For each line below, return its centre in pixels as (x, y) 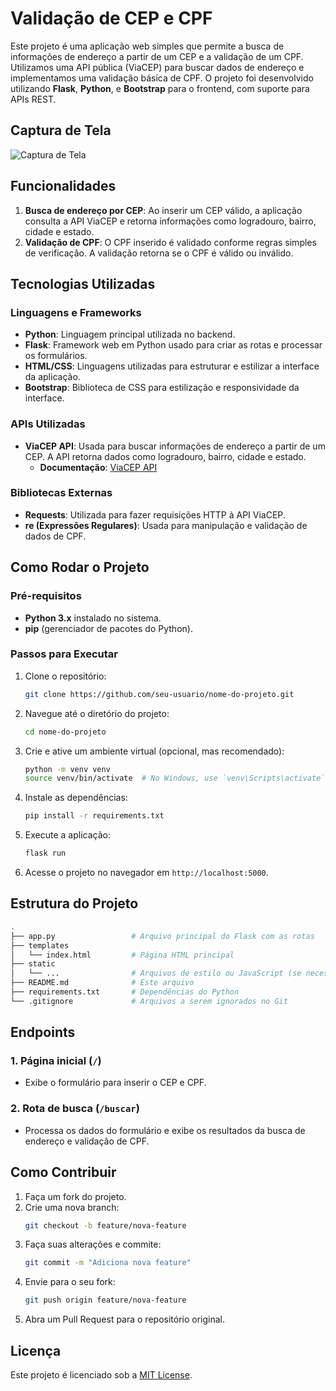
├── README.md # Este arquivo (102, 983)
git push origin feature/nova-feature (105, 1300)
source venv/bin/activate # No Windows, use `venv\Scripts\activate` (175, 778)
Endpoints (43, 1032)
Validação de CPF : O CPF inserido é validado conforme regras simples (170, 242)
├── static (33, 964)
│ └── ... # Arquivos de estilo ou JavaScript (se (156, 973)
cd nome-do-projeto (65, 732)
